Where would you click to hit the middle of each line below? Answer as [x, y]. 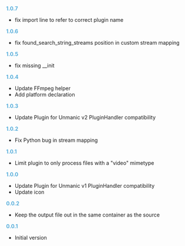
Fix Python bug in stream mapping [56, 140]
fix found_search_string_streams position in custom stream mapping [97, 43]
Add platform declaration [45, 94]
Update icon [29, 192]
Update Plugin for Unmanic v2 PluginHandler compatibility [85, 117]
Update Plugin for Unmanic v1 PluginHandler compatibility [85, 186]
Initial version [31, 237]
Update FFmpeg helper [43, 88]
